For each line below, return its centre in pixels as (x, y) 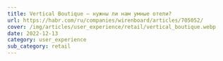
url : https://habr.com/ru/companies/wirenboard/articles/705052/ (105, 20)
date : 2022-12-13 (33, 33)
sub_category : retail (39, 46)
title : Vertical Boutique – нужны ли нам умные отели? (90, 14)
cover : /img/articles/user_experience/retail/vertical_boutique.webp (112, 27)
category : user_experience (47, 40)
